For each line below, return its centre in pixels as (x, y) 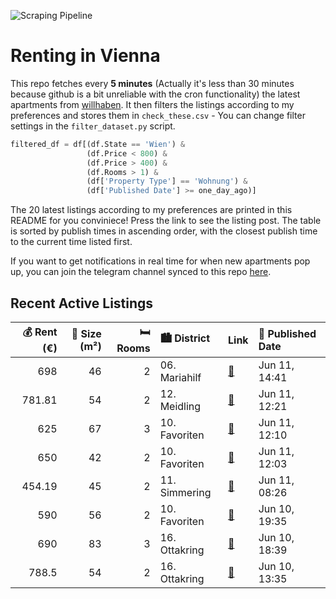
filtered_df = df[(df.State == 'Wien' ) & (98, 144)
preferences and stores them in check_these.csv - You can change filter (158, 115)
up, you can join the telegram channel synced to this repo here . (141, 272)
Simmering (185, 492)
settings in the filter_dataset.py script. (93, 126)
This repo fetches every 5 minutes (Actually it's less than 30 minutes (152, 83)
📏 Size (86, 333)
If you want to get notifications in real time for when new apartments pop (160, 261)
